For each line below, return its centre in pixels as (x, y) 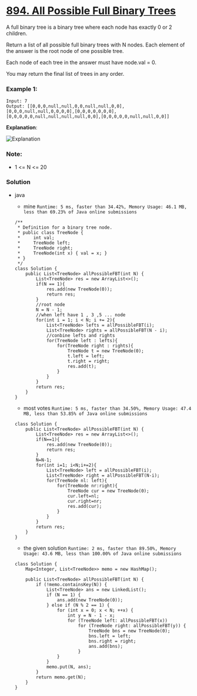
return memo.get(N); (61, 677)
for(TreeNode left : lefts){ (82, 340)
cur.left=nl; (83, 496)
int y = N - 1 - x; (91, 615)
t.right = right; (89, 361)
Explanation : (22, 128)
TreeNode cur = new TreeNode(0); (108, 491)
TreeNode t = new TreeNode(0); (106, 351)
